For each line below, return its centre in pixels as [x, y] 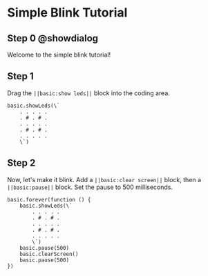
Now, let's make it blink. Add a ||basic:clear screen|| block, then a [104, 179]
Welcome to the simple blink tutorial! [59, 55]
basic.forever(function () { [49, 199]
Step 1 [21, 76]
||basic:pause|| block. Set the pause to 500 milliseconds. [90, 187]
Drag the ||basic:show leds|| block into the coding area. [89, 93]
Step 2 [21, 163]
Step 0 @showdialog [53, 38]
